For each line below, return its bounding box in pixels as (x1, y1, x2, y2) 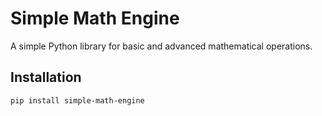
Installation (10, 69, 82, 86)
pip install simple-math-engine (10, 95, 145, 106)
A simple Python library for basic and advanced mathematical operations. (10, 40, 313, 52)
